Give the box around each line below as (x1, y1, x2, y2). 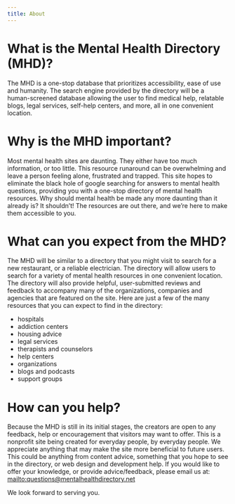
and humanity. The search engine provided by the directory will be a (7, 86, 205, 95)
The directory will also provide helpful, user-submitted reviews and (7, 279, 201, 287)
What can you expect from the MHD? (7, 233, 227, 250)
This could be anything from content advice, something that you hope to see (7, 453, 229, 461)
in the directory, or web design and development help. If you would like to (7, 460, 220, 468)
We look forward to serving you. (7, 489, 100, 497)
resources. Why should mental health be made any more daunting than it (7, 194, 217, 202)
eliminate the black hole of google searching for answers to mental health (7, 179, 220, 187)
